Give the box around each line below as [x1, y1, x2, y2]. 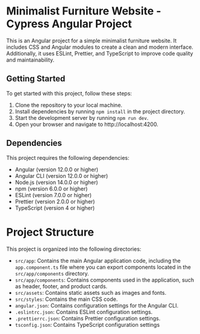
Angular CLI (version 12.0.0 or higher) [14, 172, 108, 179]
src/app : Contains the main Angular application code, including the [14, 257, 181, 264]
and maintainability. [6, 56, 55, 63]
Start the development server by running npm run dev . [14, 114, 149, 121]
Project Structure [6, 225, 95, 239]
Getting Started [6, 74, 66, 84]
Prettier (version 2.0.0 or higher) [14, 198, 95, 205]
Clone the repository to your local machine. [14, 101, 122, 109]
